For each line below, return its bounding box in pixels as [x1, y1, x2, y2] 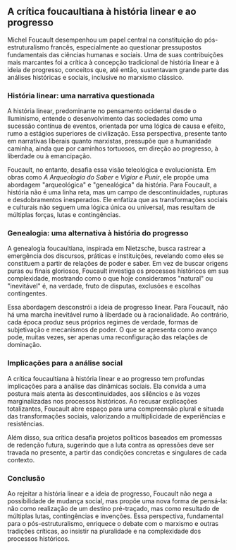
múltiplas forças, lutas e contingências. [7, 211, 121, 219]
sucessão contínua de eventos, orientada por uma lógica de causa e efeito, [7, 122, 225, 130]
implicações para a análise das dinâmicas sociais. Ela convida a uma [7, 382, 206, 390]
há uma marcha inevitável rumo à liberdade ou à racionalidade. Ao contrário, [7, 310, 229, 319]
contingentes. [7, 289, 47, 298]
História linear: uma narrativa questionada [7, 90, 155, 100]
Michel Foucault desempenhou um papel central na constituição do [7, 35, 203, 44]
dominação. [7, 341, 42, 349]
